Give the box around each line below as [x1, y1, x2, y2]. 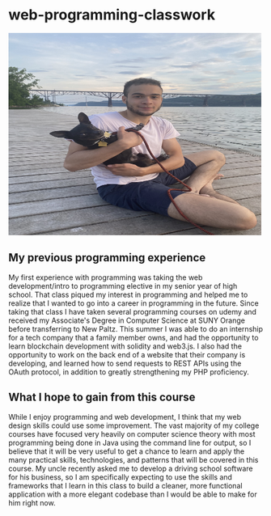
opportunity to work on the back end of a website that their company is [8, 349, 246, 359]
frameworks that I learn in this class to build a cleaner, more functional [8, 480, 243, 490]
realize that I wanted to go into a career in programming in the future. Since [8, 298, 259, 308]
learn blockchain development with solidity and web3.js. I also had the [8, 341, 243, 351]
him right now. [8, 497, 56, 507]
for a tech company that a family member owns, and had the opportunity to [8, 332, 259, 342]
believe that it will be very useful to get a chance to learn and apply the [8, 446, 245, 456]
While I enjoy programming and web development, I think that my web [8, 412, 242, 421]
